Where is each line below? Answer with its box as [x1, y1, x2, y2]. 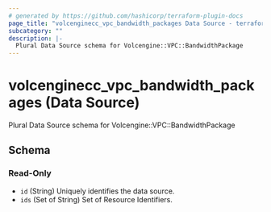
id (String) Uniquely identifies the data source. [19, 186, 175, 196]
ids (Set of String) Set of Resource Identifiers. [19, 194, 173, 204]
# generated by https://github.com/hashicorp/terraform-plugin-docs [8, 11, 244, 20]
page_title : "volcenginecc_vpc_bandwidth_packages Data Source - [8, 19, 232, 27]
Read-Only [8, 168, 52, 179]
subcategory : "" [8, 27, 63, 35]
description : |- [8, 34, 63, 43]
